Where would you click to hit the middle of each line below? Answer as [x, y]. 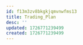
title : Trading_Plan [31, 17]
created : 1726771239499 [35, 33]
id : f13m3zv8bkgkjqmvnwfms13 [41, 11]
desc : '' [17, 22]
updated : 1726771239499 [35, 28]
